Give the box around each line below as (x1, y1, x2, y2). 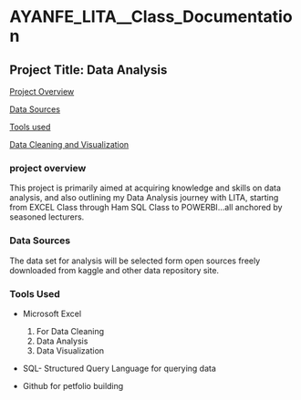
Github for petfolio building (22, 380, 124, 391)
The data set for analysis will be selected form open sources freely (9, 255, 261, 266)
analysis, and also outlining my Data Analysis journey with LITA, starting (9, 192, 279, 203)
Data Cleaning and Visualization (9, 139, 130, 149)
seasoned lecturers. (9, 211, 85, 222)
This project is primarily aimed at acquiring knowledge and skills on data (9, 182, 281, 193)
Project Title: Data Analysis (9, 62, 168, 77)
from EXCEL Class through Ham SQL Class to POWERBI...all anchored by (9, 202, 283, 213)
